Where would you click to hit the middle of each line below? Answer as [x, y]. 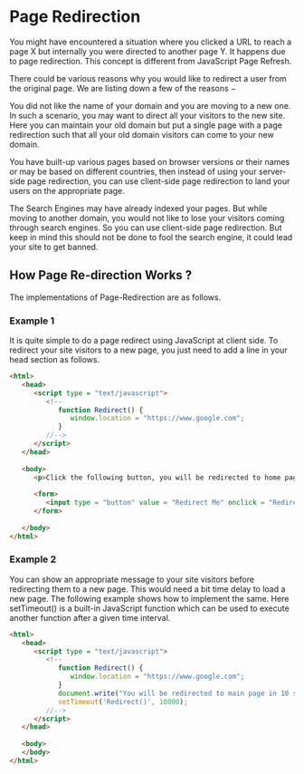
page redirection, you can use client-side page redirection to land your [158, 181]
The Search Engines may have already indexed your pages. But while [138, 208]
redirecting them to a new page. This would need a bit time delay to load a [147, 589]
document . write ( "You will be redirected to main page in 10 [173, 693]
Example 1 [32, 321]
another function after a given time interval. [90, 617]
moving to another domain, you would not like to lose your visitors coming [147, 218]
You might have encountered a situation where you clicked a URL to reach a [151, 42]
